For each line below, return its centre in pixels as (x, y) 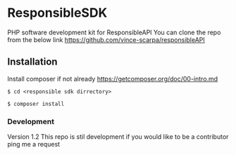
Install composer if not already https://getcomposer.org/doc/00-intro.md (113, 79)
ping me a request (34, 144)
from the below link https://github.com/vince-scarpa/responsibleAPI (106, 39)
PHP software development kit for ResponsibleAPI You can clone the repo (114, 32)
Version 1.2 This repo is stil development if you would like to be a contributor (118, 137)
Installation (32, 62)
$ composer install (36, 104)
